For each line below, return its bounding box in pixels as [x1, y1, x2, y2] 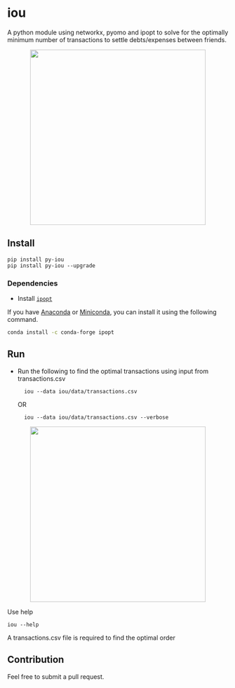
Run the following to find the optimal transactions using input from [17, 367, 209, 375]
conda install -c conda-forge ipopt [7, 329, 114, 336]
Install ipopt [17, 295, 53, 303]
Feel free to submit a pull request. [7, 672, 105, 681]
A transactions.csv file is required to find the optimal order [7, 633, 175, 642]
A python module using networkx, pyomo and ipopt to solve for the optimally [7, 28, 229, 36]
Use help [7, 607, 34, 616]
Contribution [7, 654, 65, 666]
